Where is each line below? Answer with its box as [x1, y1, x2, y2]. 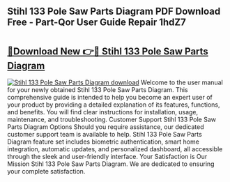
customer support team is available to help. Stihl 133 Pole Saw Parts [7, 130, 202, 138]
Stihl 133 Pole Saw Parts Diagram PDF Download [7, 6, 221, 17]
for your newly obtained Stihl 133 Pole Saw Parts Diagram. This [7, 86, 188, 93]
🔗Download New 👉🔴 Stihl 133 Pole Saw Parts [7, 45, 209, 57]
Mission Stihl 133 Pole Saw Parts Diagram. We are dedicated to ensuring [7, 160, 215, 168]
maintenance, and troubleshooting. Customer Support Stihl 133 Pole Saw [7, 115, 216, 123]
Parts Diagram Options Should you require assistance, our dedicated [7, 123, 204, 131]
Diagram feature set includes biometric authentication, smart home [7, 137, 200, 146]
